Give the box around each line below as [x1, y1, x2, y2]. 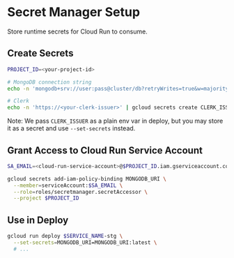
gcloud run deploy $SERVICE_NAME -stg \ [7, 233, 123, 240]
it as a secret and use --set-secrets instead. [7, 124, 136, 132]
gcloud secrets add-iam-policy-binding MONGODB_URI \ [7, 175, 167, 182]
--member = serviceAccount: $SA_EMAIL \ [13, 182, 123, 189]
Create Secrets [7, 47, 74, 59]
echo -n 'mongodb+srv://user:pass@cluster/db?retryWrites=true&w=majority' [7, 85, 232, 92]
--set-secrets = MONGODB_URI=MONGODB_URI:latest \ [13, 239, 157, 246]
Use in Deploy [7, 214, 69, 226]
